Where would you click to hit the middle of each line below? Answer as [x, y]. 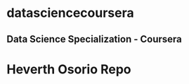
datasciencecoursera [70, 13]
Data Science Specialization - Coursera [94, 39]
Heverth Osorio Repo [69, 69]
